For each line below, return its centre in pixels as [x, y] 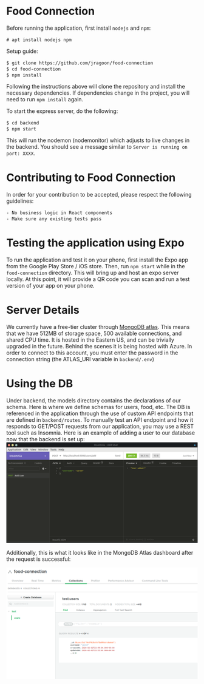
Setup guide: [22, 51]
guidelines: [20, 201]
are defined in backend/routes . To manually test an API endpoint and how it [100, 419]
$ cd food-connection [34, 69]
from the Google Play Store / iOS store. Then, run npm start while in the [96, 266]
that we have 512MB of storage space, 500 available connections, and [94, 333]
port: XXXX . [21, 153]
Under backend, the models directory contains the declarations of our [93, 400]
